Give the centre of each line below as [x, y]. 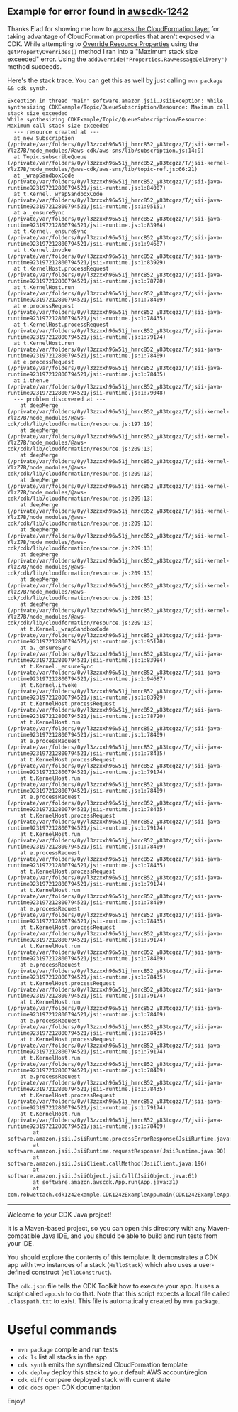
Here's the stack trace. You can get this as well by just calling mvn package [115, 80]
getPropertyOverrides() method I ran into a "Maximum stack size [103, 51]
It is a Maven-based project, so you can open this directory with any [107, 1228]
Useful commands [62, 1330]
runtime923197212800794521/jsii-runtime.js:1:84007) [87, 188]
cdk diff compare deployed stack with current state [94, 1379]
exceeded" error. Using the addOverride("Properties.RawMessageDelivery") [118, 59]
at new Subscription [44, 138]
